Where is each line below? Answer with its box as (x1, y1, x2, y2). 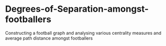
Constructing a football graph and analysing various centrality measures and (5, 30, 162, 36)
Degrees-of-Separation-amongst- (5, 3, 149, 15)
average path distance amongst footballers (5, 35, 93, 41)
